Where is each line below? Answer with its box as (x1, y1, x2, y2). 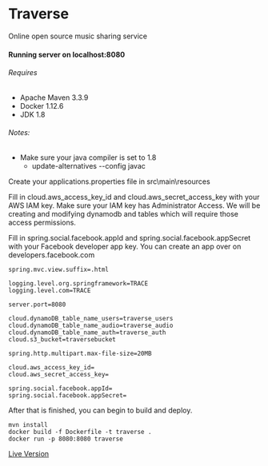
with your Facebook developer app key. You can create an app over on (8, 241, 242, 251)
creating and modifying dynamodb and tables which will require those (8, 209, 238, 218)
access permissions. (8, 217, 76, 227)
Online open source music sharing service (8, 31, 148, 41)
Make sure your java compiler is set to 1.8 (19, 153, 157, 162)
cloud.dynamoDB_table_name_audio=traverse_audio (8, 321, 174, 329)
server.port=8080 (8, 301, 66, 309)
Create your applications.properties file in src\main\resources (8, 177, 210, 186)
